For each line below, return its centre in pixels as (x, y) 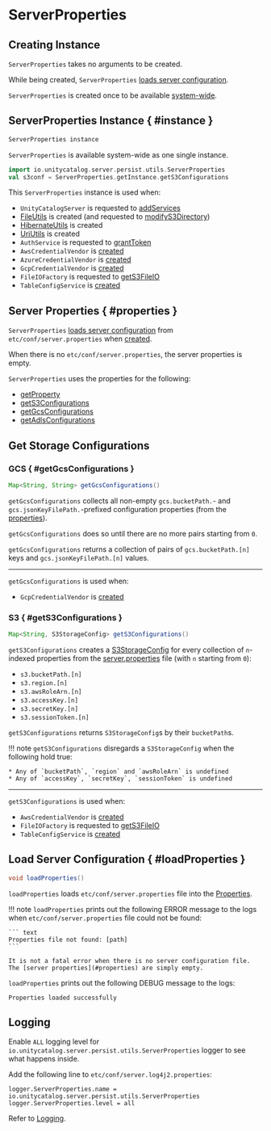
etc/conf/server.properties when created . (80, 339)
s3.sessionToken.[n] (54, 717)
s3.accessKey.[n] (49, 700)
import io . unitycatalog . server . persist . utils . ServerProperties (117, 170)
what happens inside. (44, 1059)
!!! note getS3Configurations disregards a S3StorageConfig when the (121, 748)
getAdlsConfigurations (57, 420)
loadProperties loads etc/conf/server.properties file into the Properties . (130, 893)
